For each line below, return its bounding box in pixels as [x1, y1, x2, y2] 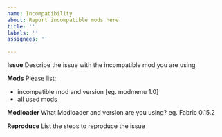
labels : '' [7, 29, 39, 37]
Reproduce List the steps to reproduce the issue [7, 122, 145, 130]
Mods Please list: [7, 74, 57, 83]
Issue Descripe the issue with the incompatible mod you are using [7, 61, 196, 69]
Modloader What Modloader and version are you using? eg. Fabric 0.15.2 [7, 109, 216, 117]
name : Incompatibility [7, 10, 73, 17]
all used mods [17, 95, 57, 104]
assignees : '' [7, 36, 48, 43]
